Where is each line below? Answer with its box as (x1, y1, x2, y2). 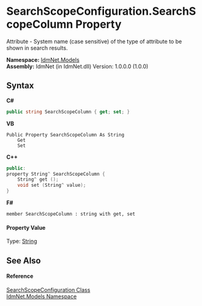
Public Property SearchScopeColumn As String (6, 131, 124, 138)
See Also (6, 255, 41, 265)
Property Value (6, 224, 46, 231)
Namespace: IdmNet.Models (6, 56, 80, 63)
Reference (6, 272, 34, 280)
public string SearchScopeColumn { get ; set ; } (6, 109, 130, 115)
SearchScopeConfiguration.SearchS (6, 4, 196, 18)
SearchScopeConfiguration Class (6, 286, 91, 293)
